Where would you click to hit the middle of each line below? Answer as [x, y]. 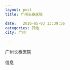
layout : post [18, 10]
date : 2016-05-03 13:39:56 [35, 23]
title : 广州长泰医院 [24, 14]
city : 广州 [16, 33]
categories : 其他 [22, 28]
